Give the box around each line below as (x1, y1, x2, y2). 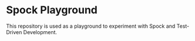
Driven (6, 28, 22, 35)
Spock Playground (6, 3, 98, 17)
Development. (23, 28, 58, 35)
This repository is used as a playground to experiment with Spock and (6, 23, 176, 29)
